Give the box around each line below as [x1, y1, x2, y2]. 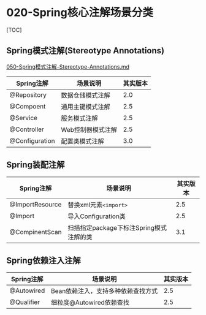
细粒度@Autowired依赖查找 [51, 298, 130, 307]
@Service [9, 113, 38, 122]
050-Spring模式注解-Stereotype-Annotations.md [6, 63, 130, 70]
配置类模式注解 [61, 137, 104, 145]
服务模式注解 [61, 114, 98, 123]
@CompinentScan [9, 227, 62, 236]
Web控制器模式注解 [61, 125, 118, 134]
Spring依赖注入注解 [6, 255, 81, 265]
